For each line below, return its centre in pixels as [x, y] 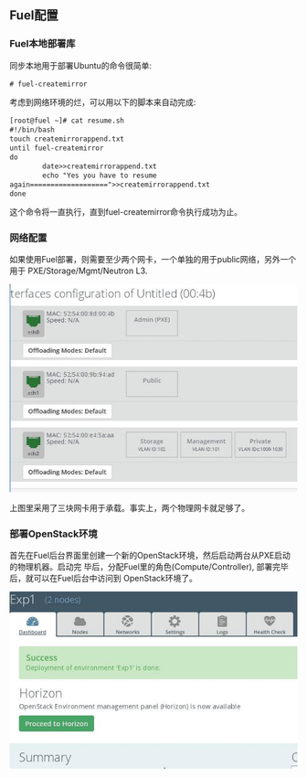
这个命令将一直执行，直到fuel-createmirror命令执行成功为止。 [126, 211]
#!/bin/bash [32, 130]
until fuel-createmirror [57, 148]
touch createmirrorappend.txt [67, 139]
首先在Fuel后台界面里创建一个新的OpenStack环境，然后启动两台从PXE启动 [150, 556]
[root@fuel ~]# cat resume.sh [67, 121]
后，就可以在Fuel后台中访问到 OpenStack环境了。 [104, 579]
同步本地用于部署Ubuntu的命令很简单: [81, 65]
